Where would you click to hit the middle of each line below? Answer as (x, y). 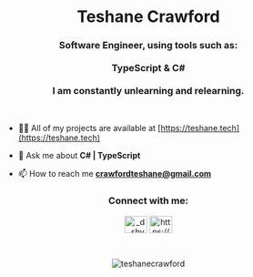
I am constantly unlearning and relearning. (148, 91)
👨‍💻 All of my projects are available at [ (89, 128)
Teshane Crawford (148, 17)
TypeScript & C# (148, 68)
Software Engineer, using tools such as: (148, 46)
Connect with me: (148, 200)
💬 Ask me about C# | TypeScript (79, 156)
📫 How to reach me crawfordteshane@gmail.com (115, 174)
